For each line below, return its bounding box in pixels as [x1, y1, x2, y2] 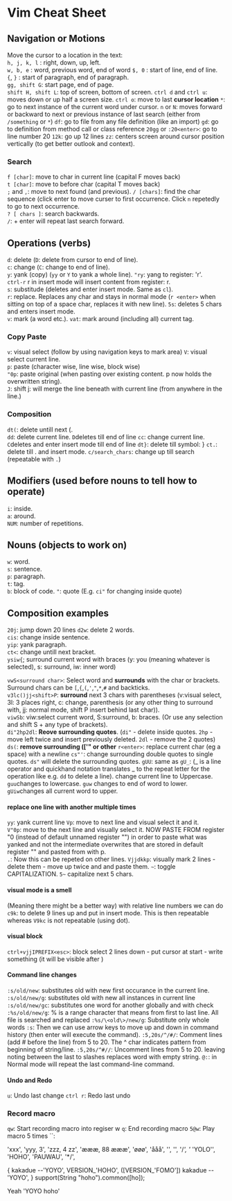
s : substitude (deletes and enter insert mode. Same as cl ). [7, 285, 173, 293]
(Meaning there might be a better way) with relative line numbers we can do [7, 901, 224, 910]
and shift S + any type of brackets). [7, 721, 108, 729]
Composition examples [7, 607, 109, 619]
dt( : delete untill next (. [7, 425, 73, 434]
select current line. [7, 355, 61, 363]
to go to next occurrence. [7, 202, 80, 211]
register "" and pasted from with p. [7, 848, 107, 856]
